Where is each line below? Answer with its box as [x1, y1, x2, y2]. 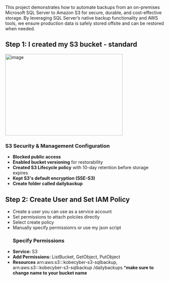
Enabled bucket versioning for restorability [12, 159, 103, 165]
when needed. [5, 26, 35, 32]
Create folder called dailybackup [12, 181, 83, 187]
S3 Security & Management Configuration [5, 142, 110, 149]
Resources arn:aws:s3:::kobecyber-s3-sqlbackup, [12, 259, 118, 265]
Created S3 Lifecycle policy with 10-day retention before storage [12, 165, 149, 171]
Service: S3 [12, 249, 38, 255]
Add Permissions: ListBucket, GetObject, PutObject [12, 254, 121, 260]
